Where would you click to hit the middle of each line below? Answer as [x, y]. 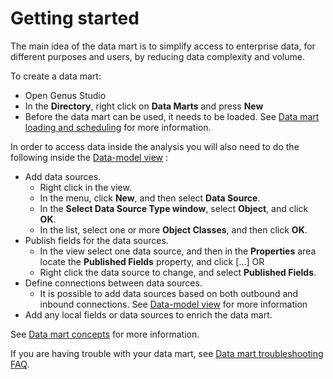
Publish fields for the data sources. [96, 240]
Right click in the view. [85, 187]
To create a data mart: [56, 76]
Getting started [75, 18]
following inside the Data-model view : [89, 157]
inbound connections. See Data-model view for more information [173, 304]
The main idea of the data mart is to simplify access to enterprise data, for [163, 46]
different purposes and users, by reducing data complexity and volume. [157, 56]
